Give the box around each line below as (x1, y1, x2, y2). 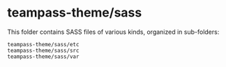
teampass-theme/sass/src (7, 47, 80, 54)
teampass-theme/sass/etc (7, 41, 80, 48)
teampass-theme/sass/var (7, 53, 80, 60)
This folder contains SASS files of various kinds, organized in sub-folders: (7, 28, 220, 36)
